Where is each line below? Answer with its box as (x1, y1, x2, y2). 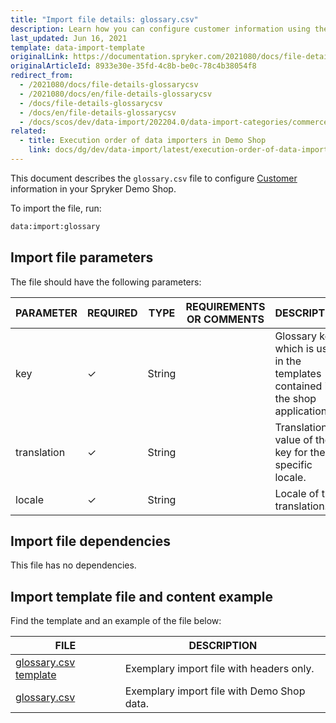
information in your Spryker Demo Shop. (10, 182, 177, 195)
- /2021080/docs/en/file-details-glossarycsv (19, 89, 213, 99)
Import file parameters (10, 249, 154, 266)
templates (274, 366, 322, 380)
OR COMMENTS (186, 312, 265, 326)
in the (274, 354, 302, 368)
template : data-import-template (10, 42, 145, 53)
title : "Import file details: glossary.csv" (10, 14, 199, 25)
